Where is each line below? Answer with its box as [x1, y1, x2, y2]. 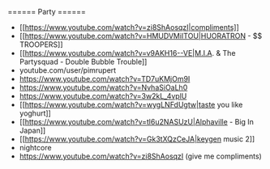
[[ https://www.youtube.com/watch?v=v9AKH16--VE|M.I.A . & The [19, 49, 236, 57]
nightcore [19, 143, 52, 152]
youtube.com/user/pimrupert [19, 65, 117, 75]
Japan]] [19, 125, 46, 135]
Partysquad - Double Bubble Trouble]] [19, 57, 148, 66]
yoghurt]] [19, 108, 52, 118]
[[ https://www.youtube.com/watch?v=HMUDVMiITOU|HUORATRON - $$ [19, 32, 263, 40]
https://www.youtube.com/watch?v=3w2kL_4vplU [19, 91, 187, 100]
